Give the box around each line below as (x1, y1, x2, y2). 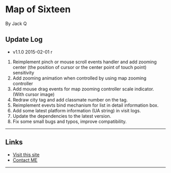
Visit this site (12, 152, 40, 158)
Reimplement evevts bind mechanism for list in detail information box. (12, 102, 159, 108)
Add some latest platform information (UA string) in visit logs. (12, 107, 141, 113)
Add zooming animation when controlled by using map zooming (12, 75, 147, 81)
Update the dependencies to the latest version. (12, 113, 111, 119)
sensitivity (12, 69, 35, 76)
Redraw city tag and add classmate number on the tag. (12, 96, 128, 103)
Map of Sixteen (5, 4, 71, 15)
